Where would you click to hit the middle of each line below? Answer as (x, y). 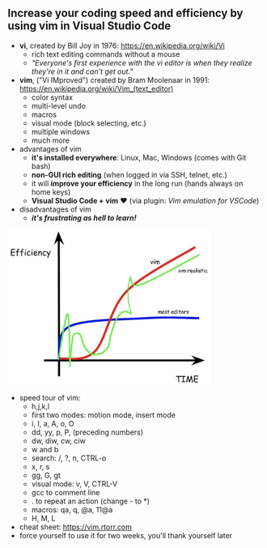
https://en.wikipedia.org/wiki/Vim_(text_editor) (96, 88)
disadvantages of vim (55, 209)
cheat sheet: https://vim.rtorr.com (76, 527)
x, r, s (40, 466)
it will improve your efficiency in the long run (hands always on (137, 183)
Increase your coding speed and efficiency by (125, 13)
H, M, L (43, 518)
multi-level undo (59, 105)
